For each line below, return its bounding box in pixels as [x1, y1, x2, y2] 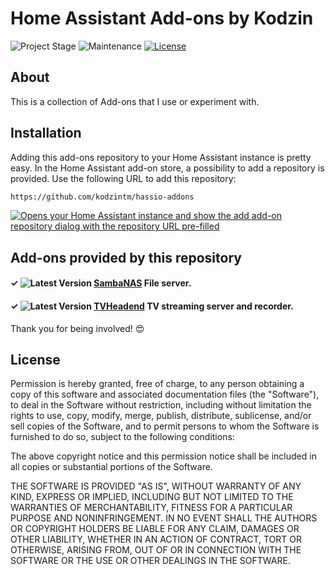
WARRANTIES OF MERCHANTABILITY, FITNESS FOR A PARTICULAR [10, 502, 293, 514]
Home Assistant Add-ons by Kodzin [10, 7, 314, 30]
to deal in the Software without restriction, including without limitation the [10, 399, 312, 411]
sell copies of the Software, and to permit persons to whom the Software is [10, 420, 320, 432]
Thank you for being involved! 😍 [10, 322, 145, 334]
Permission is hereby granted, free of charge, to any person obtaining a [10, 378, 305, 390]
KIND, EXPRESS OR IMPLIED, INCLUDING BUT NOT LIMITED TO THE [10, 491, 294, 503]
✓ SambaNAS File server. [10, 277, 192, 289]
